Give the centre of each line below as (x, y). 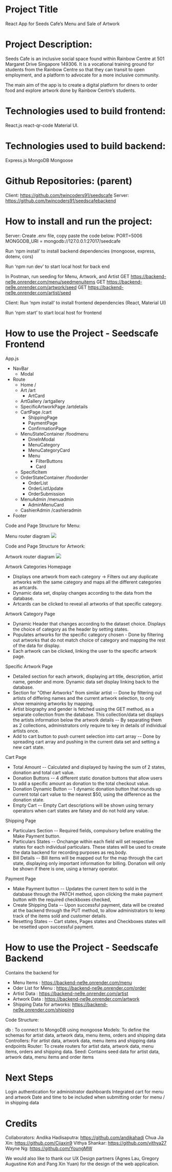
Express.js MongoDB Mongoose (39, 160)
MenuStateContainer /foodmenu (54, 434)
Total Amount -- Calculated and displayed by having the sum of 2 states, (89, 767)
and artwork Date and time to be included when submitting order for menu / (85, 1097)
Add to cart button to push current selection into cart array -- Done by (87, 736)
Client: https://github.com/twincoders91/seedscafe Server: (67, 195)
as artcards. (25, 587)
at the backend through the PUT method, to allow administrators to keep (89, 910)
